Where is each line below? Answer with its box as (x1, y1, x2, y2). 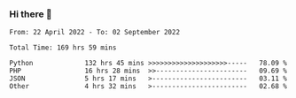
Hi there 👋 (9, 8, 53, 20)
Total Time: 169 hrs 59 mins (9, 43, 117, 52)
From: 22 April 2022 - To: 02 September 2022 (9, 28, 180, 37)
